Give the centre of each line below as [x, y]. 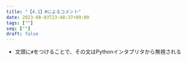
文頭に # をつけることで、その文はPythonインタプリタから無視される [98, 52]
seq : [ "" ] [19, 28]
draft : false [22, 34]
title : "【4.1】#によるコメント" [44, 12]
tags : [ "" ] [20, 23]
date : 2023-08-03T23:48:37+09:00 [48, 17]
